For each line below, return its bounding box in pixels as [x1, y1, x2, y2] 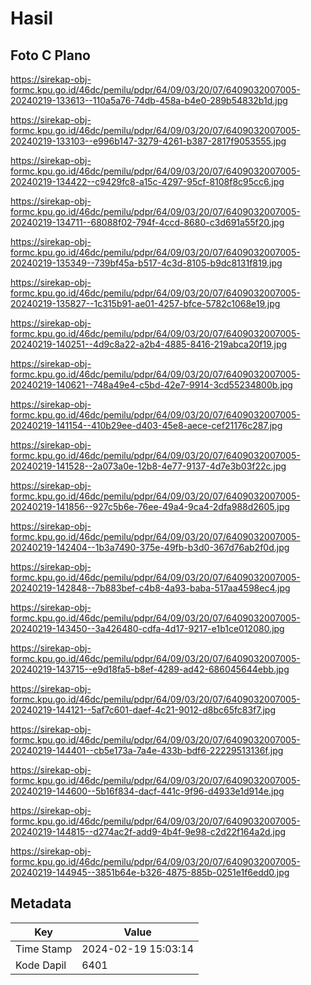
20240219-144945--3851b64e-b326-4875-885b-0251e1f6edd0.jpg [10, 867, 290, 878]
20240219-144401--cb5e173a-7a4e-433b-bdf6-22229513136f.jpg [10, 745, 284, 756]
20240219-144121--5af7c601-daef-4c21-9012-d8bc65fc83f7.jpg [10, 704, 276, 716]
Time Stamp [15, 942, 73, 956]
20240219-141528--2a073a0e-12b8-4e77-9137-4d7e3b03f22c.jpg [10, 460, 287, 472]
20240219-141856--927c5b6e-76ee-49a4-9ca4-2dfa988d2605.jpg [10, 501, 290, 512]
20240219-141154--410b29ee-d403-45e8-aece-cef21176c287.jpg [10, 420, 283, 431]
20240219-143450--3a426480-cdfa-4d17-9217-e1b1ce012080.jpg [10, 623, 285, 634]
